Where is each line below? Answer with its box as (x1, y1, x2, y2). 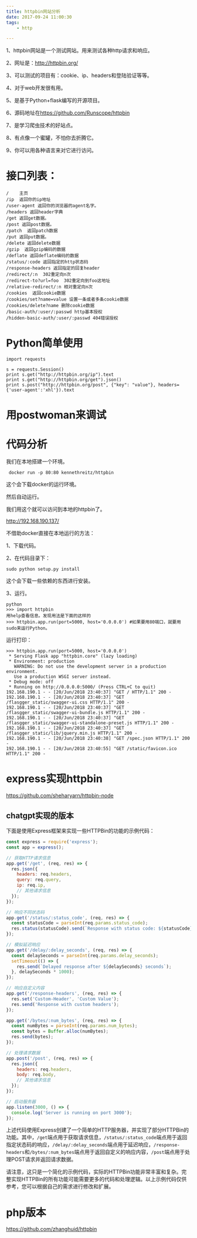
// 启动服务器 (6, 1099, 36, 1105)
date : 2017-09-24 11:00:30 (6, 14, 72, 20)
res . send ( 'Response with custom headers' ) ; (11, 1001, 119, 1007)
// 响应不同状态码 (6, 909, 45, 915)
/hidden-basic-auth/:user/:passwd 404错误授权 (6, 315, 118, 321)
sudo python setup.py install (6, 566, 80, 573)
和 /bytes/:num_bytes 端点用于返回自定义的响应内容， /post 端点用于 (24, 1149, 185, 1156)
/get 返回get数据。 (6, 216, 49, 221)
